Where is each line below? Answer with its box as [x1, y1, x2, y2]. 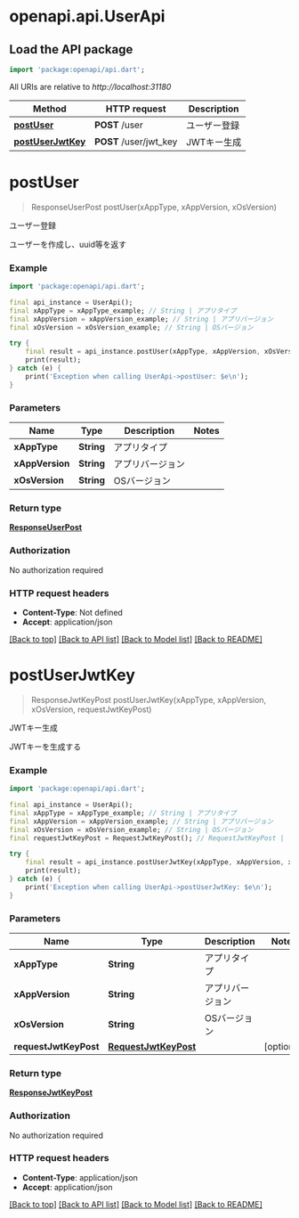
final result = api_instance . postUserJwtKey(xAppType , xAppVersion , [25, 858, 285, 867]
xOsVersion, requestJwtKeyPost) [30, 704, 152, 715]
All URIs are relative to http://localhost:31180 [9, 81, 172, 92]
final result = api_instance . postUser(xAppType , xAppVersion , [25, 347, 261, 356]
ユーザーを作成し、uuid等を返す [9, 239, 127, 249]
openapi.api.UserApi [9, 6, 166, 27]
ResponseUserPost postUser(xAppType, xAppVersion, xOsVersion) [30, 201, 278, 212]
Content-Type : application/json [21, 1172, 138, 1182]
